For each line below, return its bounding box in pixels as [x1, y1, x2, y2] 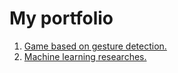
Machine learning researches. [23, 50, 147, 62]
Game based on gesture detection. [23, 40, 167, 52]
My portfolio [9, 7, 114, 30]
